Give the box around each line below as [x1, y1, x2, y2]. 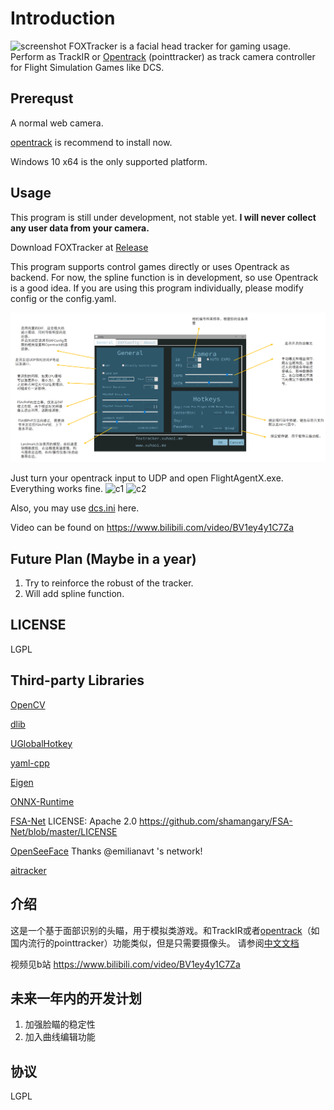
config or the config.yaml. [10, 292, 117, 304]
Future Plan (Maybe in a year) [10, 550, 197, 567]
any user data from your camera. [10, 222, 150, 234]
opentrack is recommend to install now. [10, 136, 173, 148]
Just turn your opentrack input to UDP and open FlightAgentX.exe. [10, 472, 284, 484]
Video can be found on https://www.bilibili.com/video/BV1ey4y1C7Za [10, 522, 295, 534]
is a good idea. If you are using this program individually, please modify [10, 282, 304, 294]
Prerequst [10, 90, 74, 107]
